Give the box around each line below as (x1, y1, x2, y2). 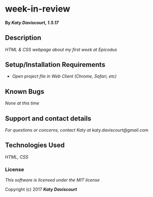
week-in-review (5, 3, 70, 15)
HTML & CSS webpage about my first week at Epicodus (5, 46, 118, 52)
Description (5, 34, 41, 42)
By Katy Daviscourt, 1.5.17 (5, 19, 59, 25)
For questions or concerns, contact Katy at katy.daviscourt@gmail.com (5, 127, 149, 133)
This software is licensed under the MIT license (5, 177, 100, 183)
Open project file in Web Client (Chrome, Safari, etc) (12, 74, 117, 79)
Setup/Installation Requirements (5, 61, 105, 69)
